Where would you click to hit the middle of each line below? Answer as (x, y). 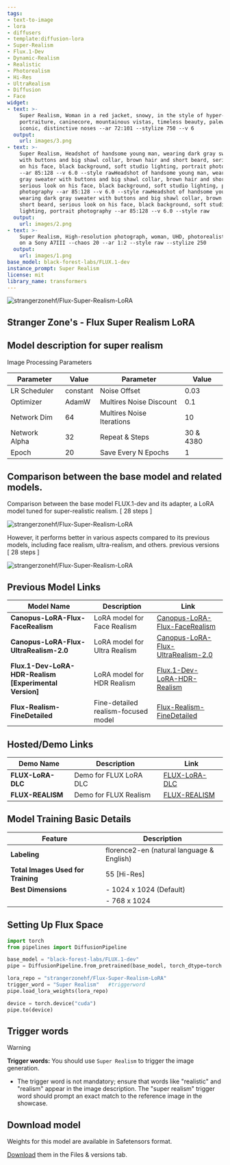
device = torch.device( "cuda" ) (52, 1003)
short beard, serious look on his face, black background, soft (113, 205)
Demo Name (39, 764)
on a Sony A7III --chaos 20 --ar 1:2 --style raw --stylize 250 (113, 243)
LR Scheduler (32, 390)
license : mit (26, 275)
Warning (19, 1048)
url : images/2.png (46, 224)
